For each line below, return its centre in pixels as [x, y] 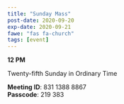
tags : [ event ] [28, 40]
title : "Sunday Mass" [39, 14]
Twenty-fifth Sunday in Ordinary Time [62, 74]
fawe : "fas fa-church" [41, 33]
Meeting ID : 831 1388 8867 [47, 87]
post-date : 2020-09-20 [41, 20]
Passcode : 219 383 [36, 95]
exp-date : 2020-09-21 [39, 27]
